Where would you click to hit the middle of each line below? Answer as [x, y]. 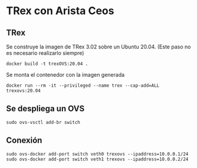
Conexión [24, 141]
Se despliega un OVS [45, 109]
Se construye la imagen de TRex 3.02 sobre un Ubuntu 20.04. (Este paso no [98, 47]
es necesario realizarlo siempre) [45, 53]
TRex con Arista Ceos [60, 11]
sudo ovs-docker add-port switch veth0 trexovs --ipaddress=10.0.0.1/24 [97, 154]
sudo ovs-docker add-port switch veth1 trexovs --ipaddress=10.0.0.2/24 [97, 159]
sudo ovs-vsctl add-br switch [43, 122]
